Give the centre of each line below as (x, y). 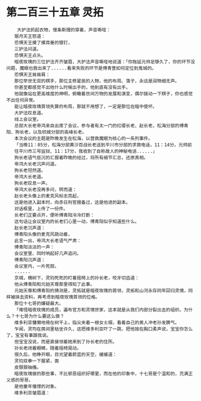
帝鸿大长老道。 (30, 177)
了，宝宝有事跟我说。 (28, 335)
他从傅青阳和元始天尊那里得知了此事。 (54, 284)
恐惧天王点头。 (30, 55)
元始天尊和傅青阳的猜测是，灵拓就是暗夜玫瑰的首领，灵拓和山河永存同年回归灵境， (101, 290)
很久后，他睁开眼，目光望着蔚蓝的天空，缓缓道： (65, 354)
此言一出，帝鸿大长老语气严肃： (48, 240)
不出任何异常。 (22, 100)
